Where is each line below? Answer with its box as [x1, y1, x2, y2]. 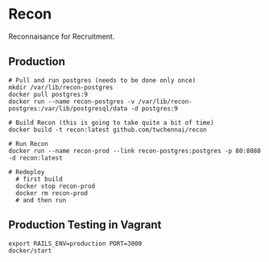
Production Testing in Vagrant [8, 218, 162, 232]
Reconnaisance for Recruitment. [8, 31, 115, 41]
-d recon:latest [8, 154, 63, 162]
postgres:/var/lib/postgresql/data [8, 104, 128, 113]
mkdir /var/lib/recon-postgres [8, 83, 114, 91]
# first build [15, 175, 63, 183]
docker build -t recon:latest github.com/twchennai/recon [8, 126, 207, 134]
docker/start [8, 247, 52, 255]
